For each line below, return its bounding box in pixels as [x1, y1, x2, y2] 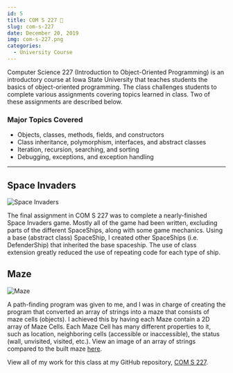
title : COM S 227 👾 [7, 17, 64, 24]
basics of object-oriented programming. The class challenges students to [7, 83, 217, 91]
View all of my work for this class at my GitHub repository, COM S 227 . [7, 358, 209, 366]
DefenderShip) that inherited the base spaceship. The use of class [7, 240, 197, 249]
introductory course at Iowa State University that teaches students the [7, 75, 208, 83]
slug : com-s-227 [7, 23, 54, 30]
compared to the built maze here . [7, 345, 103, 353]
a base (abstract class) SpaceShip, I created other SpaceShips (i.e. [7, 233, 199, 242]
